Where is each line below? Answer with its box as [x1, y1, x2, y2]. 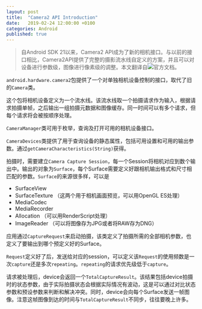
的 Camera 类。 [6, 84, 38, 91]
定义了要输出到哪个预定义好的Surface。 [6, 240, 105, 248]
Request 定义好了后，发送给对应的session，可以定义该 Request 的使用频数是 [6, 253, 189, 260]
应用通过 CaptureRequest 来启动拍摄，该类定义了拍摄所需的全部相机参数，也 [6, 233, 192, 240]
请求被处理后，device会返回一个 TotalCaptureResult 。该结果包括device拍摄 [6, 273, 194, 281]
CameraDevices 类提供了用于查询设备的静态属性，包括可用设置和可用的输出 [6, 137, 189, 145]
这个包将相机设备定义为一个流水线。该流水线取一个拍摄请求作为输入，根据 [6, 97, 191, 104]
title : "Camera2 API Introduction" [6, 14, 98, 20]
